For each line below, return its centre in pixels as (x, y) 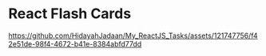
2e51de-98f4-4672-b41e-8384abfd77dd (75, 43)
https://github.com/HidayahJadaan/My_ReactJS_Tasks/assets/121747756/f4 (133, 35)
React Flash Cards (70, 14)
